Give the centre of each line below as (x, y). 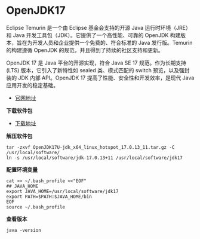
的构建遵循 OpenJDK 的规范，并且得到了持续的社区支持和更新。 (85, 50)
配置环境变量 (22, 169)
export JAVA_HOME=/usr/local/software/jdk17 (62, 191)
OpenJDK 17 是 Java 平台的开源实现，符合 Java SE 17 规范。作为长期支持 (96, 63)
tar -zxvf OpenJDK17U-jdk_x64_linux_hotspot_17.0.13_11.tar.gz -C (90, 147)
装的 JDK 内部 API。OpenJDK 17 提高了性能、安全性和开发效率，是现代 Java (100, 78)
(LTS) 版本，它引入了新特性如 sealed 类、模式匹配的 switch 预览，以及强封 (98, 70)
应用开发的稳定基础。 (32, 85)
